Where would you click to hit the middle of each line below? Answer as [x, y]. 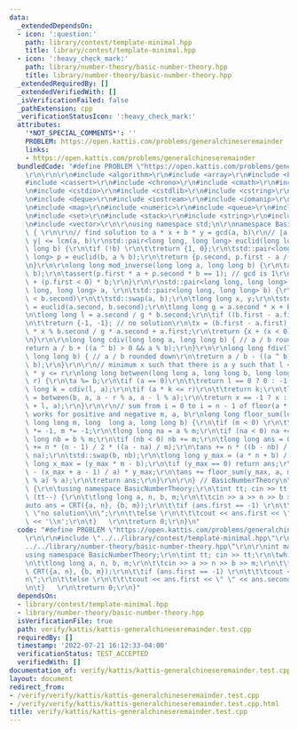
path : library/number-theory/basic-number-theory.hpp [126, 68]
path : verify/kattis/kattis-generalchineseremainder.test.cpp [134, 629]
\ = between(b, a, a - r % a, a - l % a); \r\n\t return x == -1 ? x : [157, 398]
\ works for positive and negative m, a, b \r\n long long [133, 414]
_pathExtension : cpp [55, 108]
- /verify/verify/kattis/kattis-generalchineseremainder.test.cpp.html [144, 703]
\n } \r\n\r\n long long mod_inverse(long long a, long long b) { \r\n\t [157, 266]
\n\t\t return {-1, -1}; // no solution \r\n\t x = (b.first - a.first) [157, 324]
